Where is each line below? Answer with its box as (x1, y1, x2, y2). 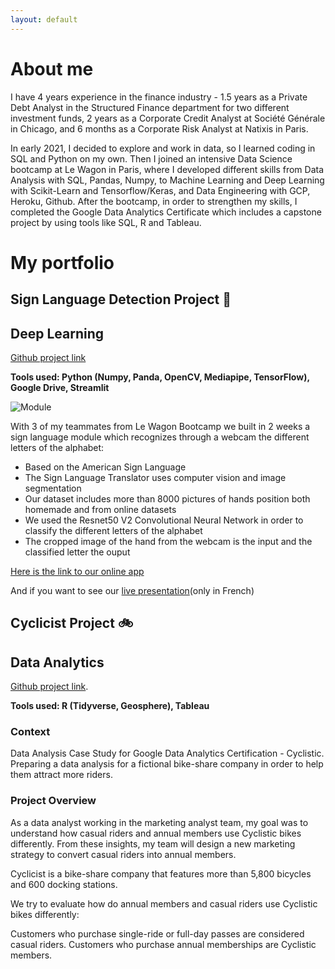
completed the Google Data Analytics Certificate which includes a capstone (10, 206, 322, 218)
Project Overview (10, 794, 97, 808)
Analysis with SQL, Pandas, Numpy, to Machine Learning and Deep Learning (10, 174, 325, 186)
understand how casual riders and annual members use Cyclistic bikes (10, 827, 302, 839)
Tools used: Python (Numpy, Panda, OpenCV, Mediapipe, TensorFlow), (10, 371, 310, 383)
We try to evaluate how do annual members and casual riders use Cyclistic (10, 897, 318, 910)
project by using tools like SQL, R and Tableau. (10, 216, 202, 228)
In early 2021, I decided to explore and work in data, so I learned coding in (10, 142, 316, 154)
